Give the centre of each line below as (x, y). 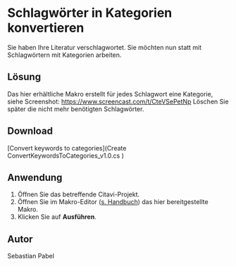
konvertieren (46, 28)
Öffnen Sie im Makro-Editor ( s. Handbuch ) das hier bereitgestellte (113, 202)
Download (30, 131)
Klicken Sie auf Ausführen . (57, 217)
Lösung (24, 77)
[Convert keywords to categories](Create (67, 148)
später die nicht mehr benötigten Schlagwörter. (76, 109)
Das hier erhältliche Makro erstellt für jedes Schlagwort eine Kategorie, (110, 94)
